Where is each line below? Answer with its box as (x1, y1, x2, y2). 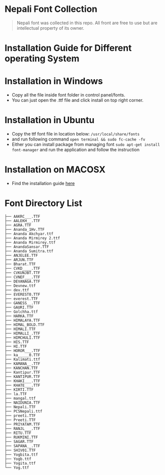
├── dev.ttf (4, 287, 29, 292)
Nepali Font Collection (4, 3, 97, 15)
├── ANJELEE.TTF (4, 253, 38, 258)
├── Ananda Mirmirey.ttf (4, 240, 56, 245)
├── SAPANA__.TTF (4, 443, 41, 448)
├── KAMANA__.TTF (4, 361, 41, 366)
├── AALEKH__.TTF (4, 218, 41, 223)
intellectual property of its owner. (16, 25, 84, 31)
